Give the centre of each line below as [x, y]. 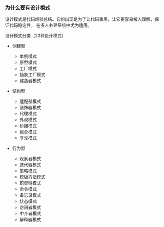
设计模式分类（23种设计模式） [36, 36]
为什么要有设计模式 [28, 7]
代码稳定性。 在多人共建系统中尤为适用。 [50, 25]
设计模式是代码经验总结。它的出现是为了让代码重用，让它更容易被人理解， [80, 19]
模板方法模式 [32, 177]
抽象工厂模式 [32, 75]
